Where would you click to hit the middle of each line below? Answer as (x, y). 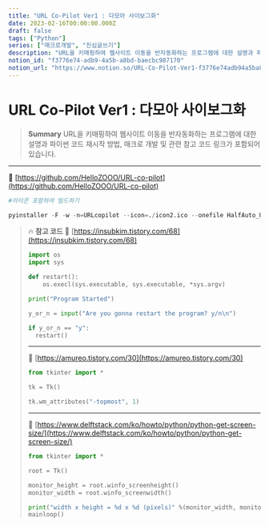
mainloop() (46, 515)
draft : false (30, 30)
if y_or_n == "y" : (58, 328)
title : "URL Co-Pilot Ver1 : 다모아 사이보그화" (84, 16)
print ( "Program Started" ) (71, 299)
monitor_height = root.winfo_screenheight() (103, 485)
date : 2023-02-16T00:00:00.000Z (62, 23)
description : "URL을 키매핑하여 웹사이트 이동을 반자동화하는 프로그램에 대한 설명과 (131, 53)
